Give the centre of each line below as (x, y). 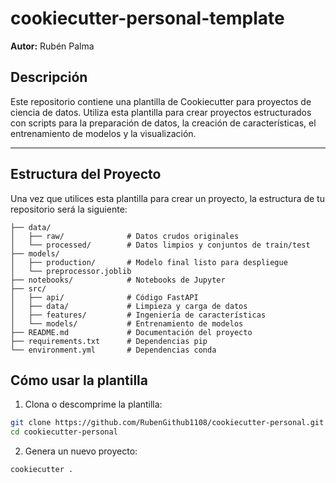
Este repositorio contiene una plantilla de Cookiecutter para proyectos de (161, 101)
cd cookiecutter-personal (64, 432)
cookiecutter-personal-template (147, 18)
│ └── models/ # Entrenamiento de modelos (127, 323)
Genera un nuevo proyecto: (81, 451)
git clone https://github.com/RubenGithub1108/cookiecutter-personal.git (167, 423)
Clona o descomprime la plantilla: (93, 404)
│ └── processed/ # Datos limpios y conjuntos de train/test (160, 245)
